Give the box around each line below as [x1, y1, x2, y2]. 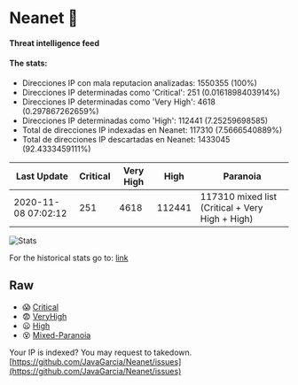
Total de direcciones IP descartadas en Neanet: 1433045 [21, 134, 231, 144]
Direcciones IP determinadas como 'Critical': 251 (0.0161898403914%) [21, 87, 281, 97]
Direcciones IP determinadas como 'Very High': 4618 [21, 96, 216, 107]
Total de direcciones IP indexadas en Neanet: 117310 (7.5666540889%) [21, 124, 283, 135]
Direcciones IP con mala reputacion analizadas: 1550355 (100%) [21, 77, 257, 88]
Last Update [16, 170, 69, 182]
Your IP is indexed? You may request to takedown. [9, 347, 192, 358]
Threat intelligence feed [9, 37, 100, 48]
